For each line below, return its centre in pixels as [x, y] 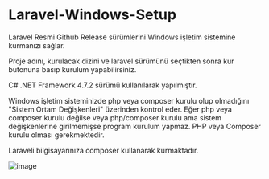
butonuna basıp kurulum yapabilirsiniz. [72, 69]
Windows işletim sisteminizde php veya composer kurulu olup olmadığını [129, 100]
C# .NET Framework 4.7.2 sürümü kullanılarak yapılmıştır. [103, 85]
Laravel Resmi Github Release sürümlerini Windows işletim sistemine [122, 37]
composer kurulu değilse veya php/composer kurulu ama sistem [115, 117]
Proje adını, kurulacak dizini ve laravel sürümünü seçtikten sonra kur [121, 61]
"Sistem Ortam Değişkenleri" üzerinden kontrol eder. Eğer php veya [120, 109]
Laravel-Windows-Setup [93, 15]
